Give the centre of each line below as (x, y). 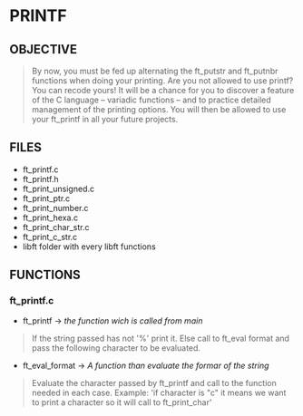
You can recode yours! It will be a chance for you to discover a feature (163, 90)
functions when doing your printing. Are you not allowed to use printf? (162, 81)
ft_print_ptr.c (46, 198)
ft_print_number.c (55, 208)
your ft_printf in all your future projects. (105, 119)
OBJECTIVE (43, 49)
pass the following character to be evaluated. (116, 348)
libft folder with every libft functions (89, 247)
